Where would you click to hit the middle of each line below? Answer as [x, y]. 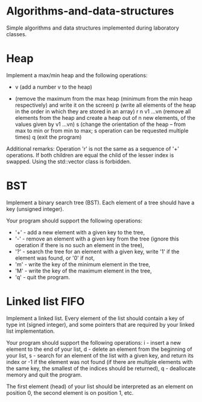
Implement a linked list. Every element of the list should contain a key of [95, 318]
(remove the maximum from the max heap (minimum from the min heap [104, 98]
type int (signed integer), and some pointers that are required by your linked [100, 324]
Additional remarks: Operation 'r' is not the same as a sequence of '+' [93, 148]
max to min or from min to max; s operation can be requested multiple [102, 130]
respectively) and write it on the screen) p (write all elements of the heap [105, 105]
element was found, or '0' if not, [55, 258]
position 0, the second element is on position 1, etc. [70, 392]
